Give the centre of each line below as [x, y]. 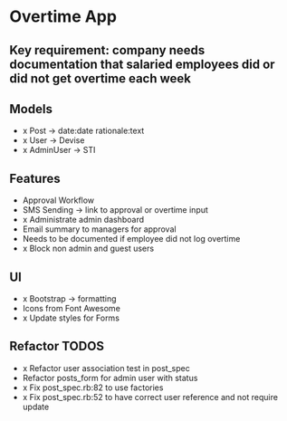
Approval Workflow [58, 200]
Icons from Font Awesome [71, 309]
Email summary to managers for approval [99, 229]
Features [35, 178]
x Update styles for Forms [71, 318]
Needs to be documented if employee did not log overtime [131, 239]
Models [31, 109]
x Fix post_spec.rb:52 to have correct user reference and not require [150, 397]
